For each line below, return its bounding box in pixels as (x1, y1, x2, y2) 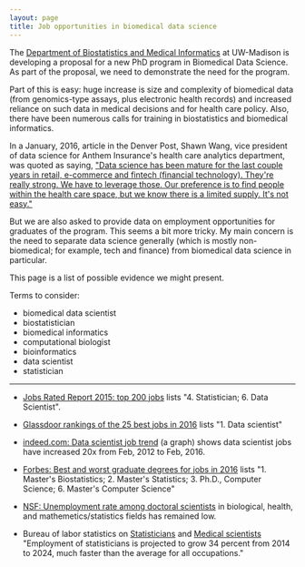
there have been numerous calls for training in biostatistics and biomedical (9, 113, 289, 124)
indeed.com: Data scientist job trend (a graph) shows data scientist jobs (22, 436, 292, 447)
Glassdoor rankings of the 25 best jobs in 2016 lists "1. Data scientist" (22, 419, 283, 430)
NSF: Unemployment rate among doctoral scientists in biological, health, (22, 501, 293, 511)
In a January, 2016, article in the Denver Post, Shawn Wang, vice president (9, 140, 288, 151)
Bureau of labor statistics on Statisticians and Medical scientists (22, 528, 261, 539)
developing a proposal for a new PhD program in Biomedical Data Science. (9, 56, 289, 67)
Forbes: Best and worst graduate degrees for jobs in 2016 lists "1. (22, 463, 267, 474)
